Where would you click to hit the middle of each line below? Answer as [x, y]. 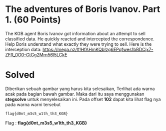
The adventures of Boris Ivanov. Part [83, 9]
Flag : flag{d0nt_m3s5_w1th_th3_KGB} [46, 123]
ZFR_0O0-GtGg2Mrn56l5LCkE [36, 55]
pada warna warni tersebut [33, 104]
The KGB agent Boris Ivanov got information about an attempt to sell [75, 33]
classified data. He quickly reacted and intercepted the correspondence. [80, 39]
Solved [20, 75]
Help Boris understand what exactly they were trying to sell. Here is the [78, 44]
